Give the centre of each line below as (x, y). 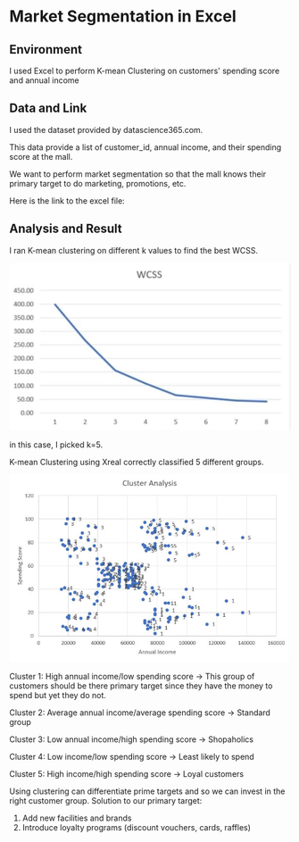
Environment (46, 50)
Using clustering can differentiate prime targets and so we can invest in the (147, 791)
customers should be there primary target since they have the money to (141, 686)
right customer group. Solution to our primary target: (106, 800)
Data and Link (48, 108)
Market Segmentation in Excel (123, 17)
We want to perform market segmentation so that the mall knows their (138, 174)
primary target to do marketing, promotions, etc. (98, 183)
